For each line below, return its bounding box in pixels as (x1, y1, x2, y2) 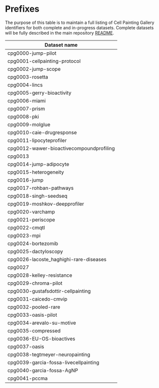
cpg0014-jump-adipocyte (7, 161, 70, 167)
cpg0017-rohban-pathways (7, 184, 74, 191)
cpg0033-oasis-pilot (7, 311, 57, 318)
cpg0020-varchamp (7, 208, 55, 215)
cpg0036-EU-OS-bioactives (7, 335, 75, 342)
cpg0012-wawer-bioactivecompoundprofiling (7, 145, 115, 152)
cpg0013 (7, 153, 29, 160)
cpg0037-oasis (7, 343, 45, 350)
